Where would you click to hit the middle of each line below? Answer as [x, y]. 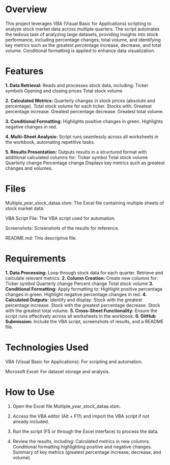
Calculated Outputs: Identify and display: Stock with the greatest [74, 300]
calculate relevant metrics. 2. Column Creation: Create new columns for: [82, 278]
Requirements [36, 259]
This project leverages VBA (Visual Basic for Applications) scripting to [78, 23]
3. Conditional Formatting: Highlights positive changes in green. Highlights [84, 121]
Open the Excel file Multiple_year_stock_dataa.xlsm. [67, 406]
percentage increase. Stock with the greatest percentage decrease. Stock [83, 305]
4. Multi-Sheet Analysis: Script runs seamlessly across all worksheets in [82, 137]
